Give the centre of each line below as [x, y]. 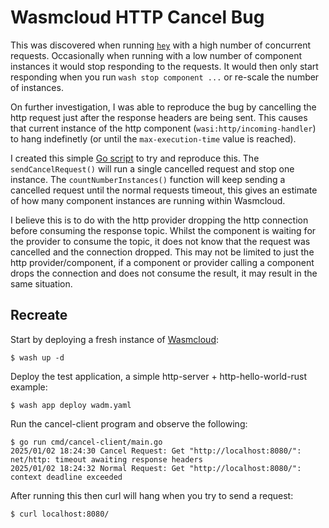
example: [29, 387]
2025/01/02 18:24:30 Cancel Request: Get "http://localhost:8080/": [156, 451]
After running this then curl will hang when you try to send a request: [152, 495]
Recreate [39, 315]
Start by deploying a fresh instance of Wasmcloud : [114, 339]
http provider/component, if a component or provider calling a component [162, 262]
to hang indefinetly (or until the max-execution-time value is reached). [153, 138]
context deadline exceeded [66, 477]
